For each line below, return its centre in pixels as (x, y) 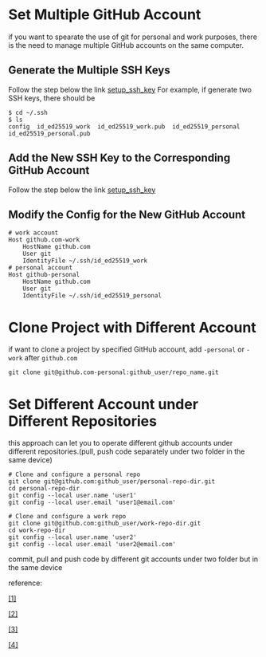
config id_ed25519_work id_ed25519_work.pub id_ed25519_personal (124, 126)
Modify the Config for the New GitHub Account (127, 214)
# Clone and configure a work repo (67, 517)
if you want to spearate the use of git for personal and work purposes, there (133, 37)
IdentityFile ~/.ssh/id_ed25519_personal (92, 296)
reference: (25, 583)
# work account (33, 233)
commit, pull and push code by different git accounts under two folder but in (133, 559)
